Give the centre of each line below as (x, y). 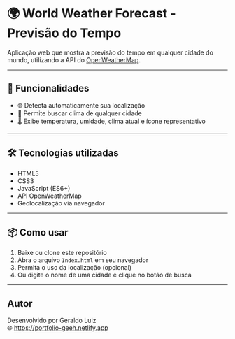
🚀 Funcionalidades (48, 88)
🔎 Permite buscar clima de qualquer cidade (79, 113)
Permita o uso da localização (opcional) (74, 268)
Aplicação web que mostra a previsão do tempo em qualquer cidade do (110, 52)
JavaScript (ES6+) (44, 188)
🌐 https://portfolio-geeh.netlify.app (58, 328)
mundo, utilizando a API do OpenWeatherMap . (74, 59)
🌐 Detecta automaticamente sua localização (81, 105)
